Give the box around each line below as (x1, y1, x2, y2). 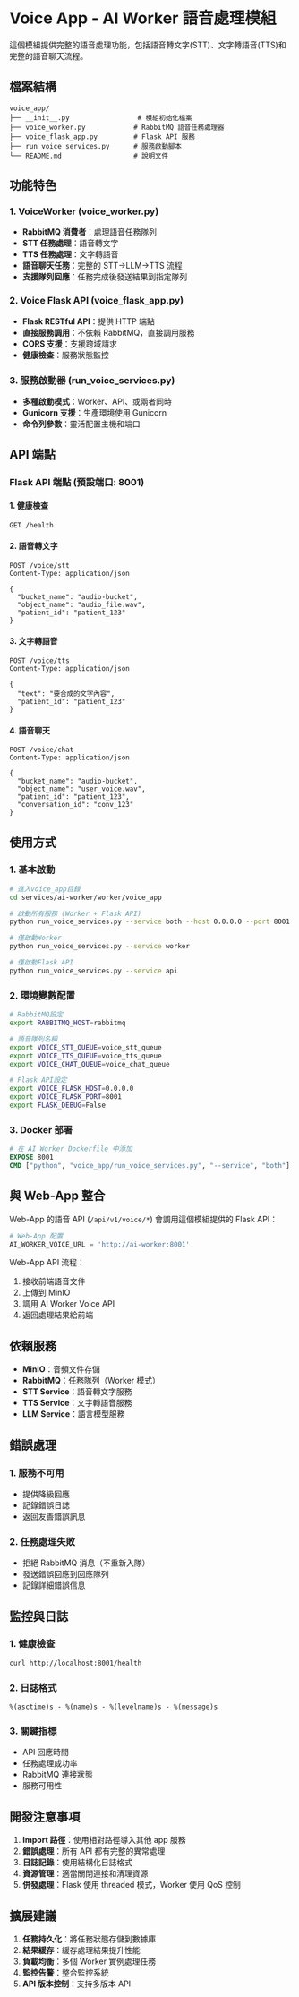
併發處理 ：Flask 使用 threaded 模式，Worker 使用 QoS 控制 (21, 1880, 242, 1890)
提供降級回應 (21, 1488, 70, 1499)
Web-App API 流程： (9, 1257, 85, 1268)
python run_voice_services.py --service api (9, 966, 178, 975)
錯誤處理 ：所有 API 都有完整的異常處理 (21, 1846, 166, 1856)
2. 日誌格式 (9, 1681, 57, 1693)
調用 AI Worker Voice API (21, 1298, 115, 1309)
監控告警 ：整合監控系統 (21, 1967, 109, 1977)
